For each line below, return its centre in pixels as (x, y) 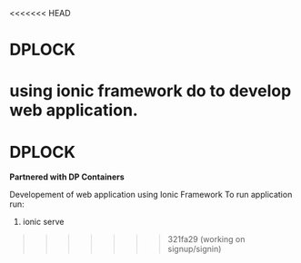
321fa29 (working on (206, 239)
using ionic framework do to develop (150, 91)
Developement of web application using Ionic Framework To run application (151, 195)
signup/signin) (195, 249)
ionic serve (43, 222)
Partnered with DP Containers (67, 177)
